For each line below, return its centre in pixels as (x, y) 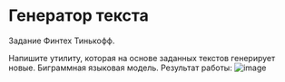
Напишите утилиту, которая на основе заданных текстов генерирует (142, 58)
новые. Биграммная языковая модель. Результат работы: (120, 68)
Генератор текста (79, 16)
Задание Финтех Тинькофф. (62, 41)
